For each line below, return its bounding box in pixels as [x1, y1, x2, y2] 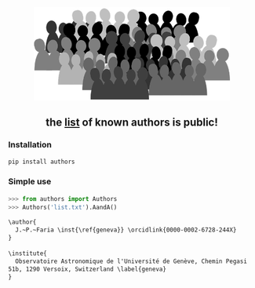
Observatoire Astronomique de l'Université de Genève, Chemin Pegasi [15, 257, 247, 265]
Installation [8, 140, 53, 151]
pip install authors [8, 158, 76, 166]
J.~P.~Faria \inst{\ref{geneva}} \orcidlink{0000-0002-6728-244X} [15, 226, 237, 234]
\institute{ [8, 250, 47, 257]
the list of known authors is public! [46, 116, 218, 129]
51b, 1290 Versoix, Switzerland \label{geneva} [8, 265, 167, 273]
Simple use [8, 176, 52, 187]
